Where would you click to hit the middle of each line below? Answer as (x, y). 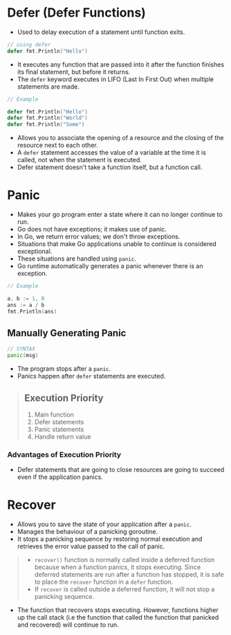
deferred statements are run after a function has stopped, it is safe (129, 575)
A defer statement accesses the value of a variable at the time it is (111, 153)
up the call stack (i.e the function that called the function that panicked (118, 618)
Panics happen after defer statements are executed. (91, 376)
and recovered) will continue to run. (68, 625)
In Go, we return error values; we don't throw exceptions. (99, 236)
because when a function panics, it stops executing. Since (118, 567)
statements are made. (48, 86)
